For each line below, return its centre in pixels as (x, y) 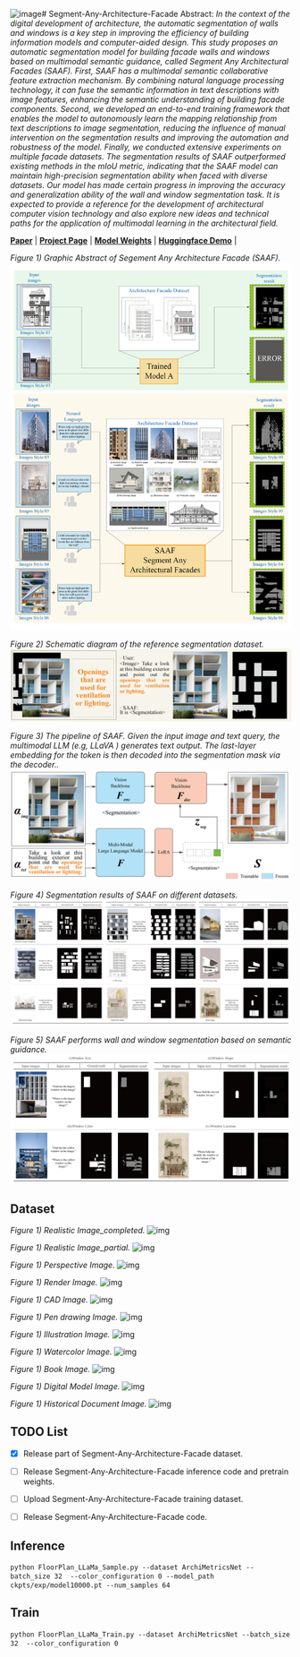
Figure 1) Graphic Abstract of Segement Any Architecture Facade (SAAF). (146, 258)
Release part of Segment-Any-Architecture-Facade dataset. (133, 1453)
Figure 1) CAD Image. (49, 1300)
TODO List (39, 1432)
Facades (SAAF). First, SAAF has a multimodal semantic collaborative (139, 71)
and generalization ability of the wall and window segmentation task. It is (145, 194)
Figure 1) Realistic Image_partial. (70, 1248)
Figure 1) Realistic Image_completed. (78, 1231)
